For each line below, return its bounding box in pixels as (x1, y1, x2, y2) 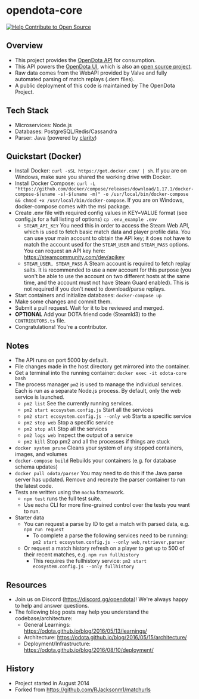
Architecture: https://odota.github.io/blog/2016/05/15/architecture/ (23, 634, 187, 641)
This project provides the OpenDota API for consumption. (14, 56, 156, 63)
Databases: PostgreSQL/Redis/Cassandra (14, 128, 117, 135)
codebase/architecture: (14, 615, 73, 621)
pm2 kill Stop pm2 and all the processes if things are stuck (23, 438, 170, 445)
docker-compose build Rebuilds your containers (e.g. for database (14, 457, 176, 464)
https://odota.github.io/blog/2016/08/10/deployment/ (23, 646, 154, 654)
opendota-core (6, 4, 83, 17)
